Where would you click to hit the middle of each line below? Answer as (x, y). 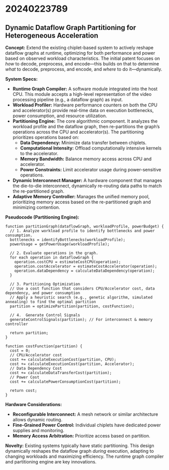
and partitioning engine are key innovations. (51, 462)
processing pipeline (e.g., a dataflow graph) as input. (68, 100)
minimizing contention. (36, 207)
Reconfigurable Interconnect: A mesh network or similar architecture (85, 414)
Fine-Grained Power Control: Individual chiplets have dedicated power (87, 425)
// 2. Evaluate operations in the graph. (54, 253)
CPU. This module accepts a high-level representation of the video (82, 94)
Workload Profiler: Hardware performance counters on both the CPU (85, 105)
